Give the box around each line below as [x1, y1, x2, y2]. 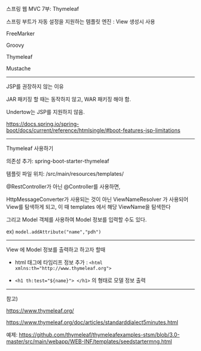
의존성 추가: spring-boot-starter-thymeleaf [6, 158, 109, 164]
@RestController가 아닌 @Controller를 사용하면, [6, 183, 121, 190]
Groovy [6, 41, 25, 49]
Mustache [6, 65, 31, 72]
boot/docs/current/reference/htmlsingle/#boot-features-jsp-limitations [6, 127, 181, 134]
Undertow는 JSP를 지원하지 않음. [6, 109, 85, 115]
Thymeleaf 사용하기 [6, 145, 54, 152]
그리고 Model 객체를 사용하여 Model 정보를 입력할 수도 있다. [6, 216, 147, 223]
